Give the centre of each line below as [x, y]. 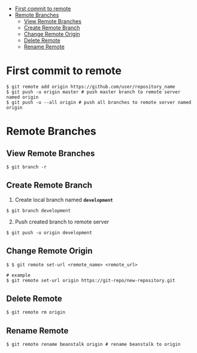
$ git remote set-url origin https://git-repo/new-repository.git [91, 280]
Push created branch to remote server [62, 222]
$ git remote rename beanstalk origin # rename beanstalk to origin [93, 345]
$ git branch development [38, 211]
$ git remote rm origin [36, 312]
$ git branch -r [26, 167]
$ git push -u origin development [49, 232]
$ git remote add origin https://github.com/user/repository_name [91, 87]
